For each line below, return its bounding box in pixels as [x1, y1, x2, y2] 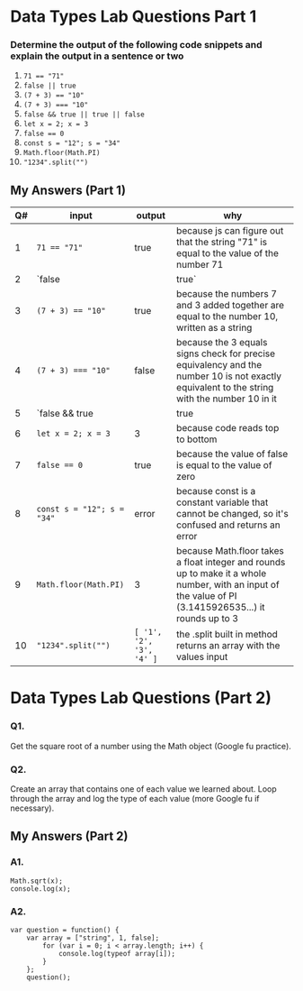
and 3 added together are [175, 299, 285, 312]
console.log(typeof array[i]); [58, 950, 176, 959]
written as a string [175, 322, 253, 335]
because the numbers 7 [175, 288, 278, 300]
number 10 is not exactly [175, 370, 282, 382]
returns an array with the [175, 639, 281, 652]
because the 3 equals [175, 336, 268, 349]
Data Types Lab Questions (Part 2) [10, 688, 272, 709]
